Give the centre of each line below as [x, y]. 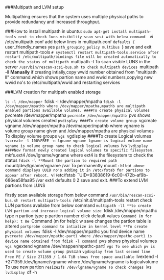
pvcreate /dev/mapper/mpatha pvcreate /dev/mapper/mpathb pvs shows [78, 115]
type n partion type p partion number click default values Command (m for [78, 216]
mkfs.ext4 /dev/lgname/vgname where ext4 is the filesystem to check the [79, 155]
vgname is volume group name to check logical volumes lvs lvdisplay [77, 146]
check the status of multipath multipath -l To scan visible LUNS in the [78, 62]
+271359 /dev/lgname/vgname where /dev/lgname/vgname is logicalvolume [82, 262]
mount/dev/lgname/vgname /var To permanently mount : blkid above [75, 165]
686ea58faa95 [20, 180]
